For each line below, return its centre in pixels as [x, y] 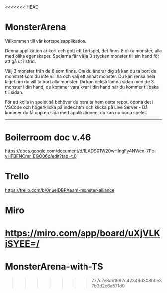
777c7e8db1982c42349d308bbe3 [127, 281]
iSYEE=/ [22, 244]
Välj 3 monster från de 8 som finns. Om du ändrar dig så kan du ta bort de [81, 71]
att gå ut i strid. [21, 61]
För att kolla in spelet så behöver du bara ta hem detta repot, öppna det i [79, 102]
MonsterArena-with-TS [54, 267]
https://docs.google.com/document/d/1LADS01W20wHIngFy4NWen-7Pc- [81, 151]
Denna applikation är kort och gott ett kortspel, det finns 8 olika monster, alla [83, 51]
